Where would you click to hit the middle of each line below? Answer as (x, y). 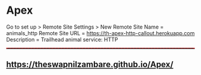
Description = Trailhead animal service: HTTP (62, 39)
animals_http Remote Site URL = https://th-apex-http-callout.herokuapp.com (100, 33)
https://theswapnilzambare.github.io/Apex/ (90, 65)
